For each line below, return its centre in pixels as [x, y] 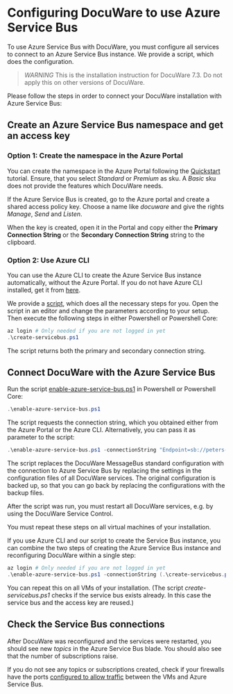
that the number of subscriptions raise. [63, 656]
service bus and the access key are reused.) [70, 602]
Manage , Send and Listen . [45, 214]
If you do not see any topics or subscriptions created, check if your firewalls [116, 669]
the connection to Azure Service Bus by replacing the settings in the [105, 471]
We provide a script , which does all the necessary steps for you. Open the [113, 303]
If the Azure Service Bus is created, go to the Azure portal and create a [109, 199]
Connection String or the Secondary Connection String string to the [106, 235]
